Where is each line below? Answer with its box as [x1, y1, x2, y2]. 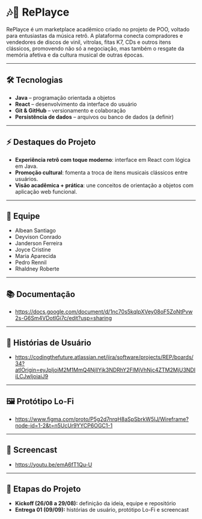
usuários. [14, 175, 38, 182]
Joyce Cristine [14, 246, 51, 253]
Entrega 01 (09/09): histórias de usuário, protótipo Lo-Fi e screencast [14, 506, 189, 514]
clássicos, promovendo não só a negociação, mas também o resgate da [6, 45, 185, 52]
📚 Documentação [6, 289, 75, 299]
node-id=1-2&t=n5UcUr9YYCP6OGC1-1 [14, 422, 113, 429]
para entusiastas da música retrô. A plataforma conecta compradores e [6, 32, 183, 39]
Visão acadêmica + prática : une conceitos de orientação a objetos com [14, 182, 194, 189]
